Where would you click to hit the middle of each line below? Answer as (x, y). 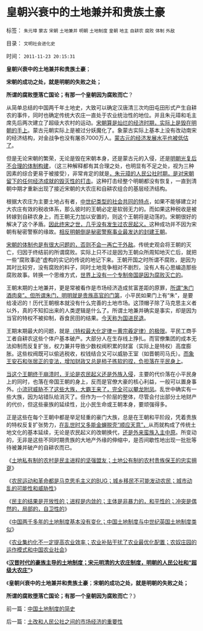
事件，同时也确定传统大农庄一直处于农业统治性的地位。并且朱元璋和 (101, 115)
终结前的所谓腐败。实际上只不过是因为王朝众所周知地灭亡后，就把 (114, 252)
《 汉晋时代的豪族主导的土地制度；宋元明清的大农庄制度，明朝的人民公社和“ (99, 562)
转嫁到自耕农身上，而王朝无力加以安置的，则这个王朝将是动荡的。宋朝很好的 (101, 216)
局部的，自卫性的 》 (46, 509)
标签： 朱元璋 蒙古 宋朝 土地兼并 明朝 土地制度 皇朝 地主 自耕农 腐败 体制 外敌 (91, 30)
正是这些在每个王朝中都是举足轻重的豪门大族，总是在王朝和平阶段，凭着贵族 (101, 417)
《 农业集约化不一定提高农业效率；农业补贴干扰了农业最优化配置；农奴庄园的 (101, 542)
